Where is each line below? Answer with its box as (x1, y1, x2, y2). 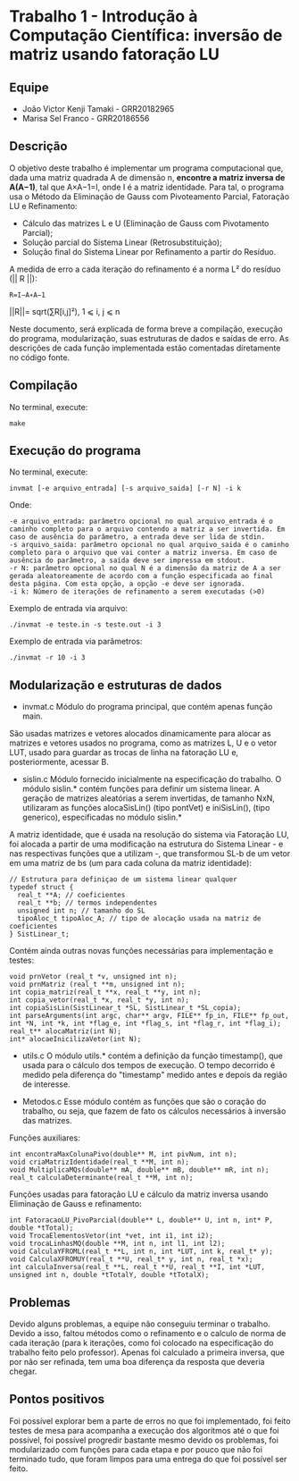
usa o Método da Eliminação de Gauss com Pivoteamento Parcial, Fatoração (9, 190, 290, 202)
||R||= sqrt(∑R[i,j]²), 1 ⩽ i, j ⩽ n (9, 306, 120, 316)
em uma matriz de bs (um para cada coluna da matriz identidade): (9, 858, 253, 869)
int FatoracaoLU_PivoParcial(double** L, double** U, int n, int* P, (9, 1216, 274, 1225)
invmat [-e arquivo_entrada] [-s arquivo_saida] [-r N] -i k (9, 484, 242, 493)
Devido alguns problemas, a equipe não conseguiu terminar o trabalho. (9, 1318, 270, 1329)
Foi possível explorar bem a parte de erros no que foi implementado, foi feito (9, 1415, 291, 1426)
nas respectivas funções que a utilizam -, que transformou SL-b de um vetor (9, 848, 291, 859)
